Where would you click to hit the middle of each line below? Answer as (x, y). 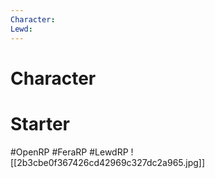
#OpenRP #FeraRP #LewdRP (69, 152)
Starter (40, 123)
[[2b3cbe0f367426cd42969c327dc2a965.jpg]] (108, 162)
